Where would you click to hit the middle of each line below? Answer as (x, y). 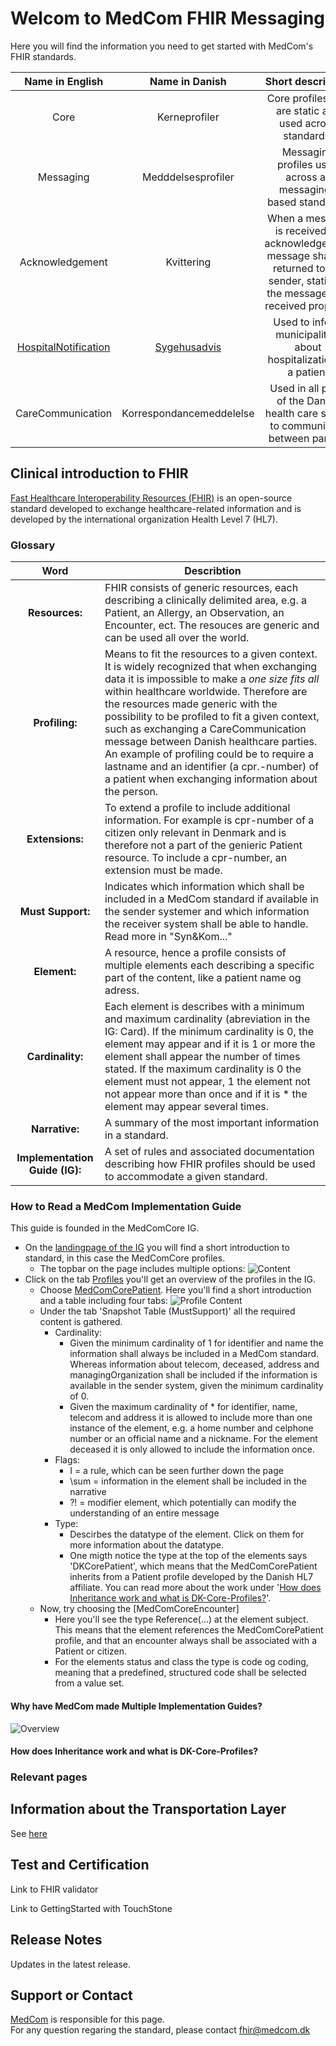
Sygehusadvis (188, 347)
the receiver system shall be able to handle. (206, 924)
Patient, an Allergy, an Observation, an (194, 613)
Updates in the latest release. (71, 1964)
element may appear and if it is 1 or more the (210, 1044)
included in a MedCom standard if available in (211, 899)
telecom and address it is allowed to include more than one (191, 1418)
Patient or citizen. (91, 1651)
